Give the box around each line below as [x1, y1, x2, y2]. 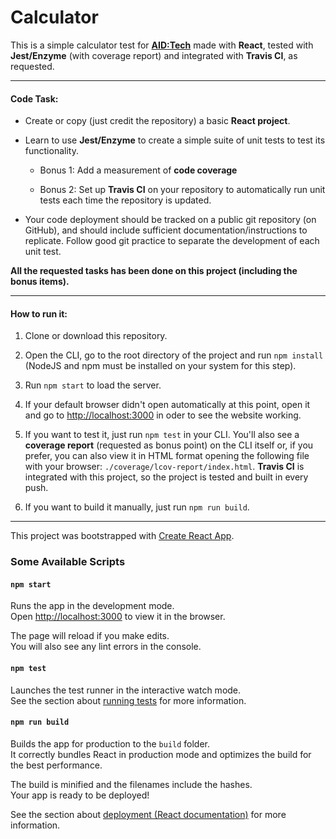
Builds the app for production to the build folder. [10, 737, 211, 750]
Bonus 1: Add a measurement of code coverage [39, 164, 238, 176]
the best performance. [10, 759, 103, 771]
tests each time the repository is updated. [39, 194, 212, 206]
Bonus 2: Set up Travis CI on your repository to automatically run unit [39, 184, 326, 196]
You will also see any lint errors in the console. [10, 641, 202, 653]
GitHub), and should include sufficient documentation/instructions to [24, 224, 308, 236]
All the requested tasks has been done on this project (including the [10, 265, 298, 277]
